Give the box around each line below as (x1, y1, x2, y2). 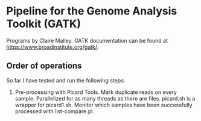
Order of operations (6, 61, 82, 71)
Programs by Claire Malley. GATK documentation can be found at (6, 37, 168, 44)
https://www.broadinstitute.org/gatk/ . (6, 43, 99, 51)
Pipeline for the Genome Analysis (6, 4, 177, 18)
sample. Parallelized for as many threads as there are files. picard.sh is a (14, 95, 196, 102)
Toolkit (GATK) (6, 17, 81, 31)
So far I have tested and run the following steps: (6, 76, 126, 84)
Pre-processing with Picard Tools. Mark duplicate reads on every (14, 88, 177, 96)
